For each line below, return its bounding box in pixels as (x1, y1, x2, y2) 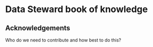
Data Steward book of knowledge (5, 4, 148, 15)
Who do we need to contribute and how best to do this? (5, 37, 122, 43)
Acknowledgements (5, 24, 70, 32)
